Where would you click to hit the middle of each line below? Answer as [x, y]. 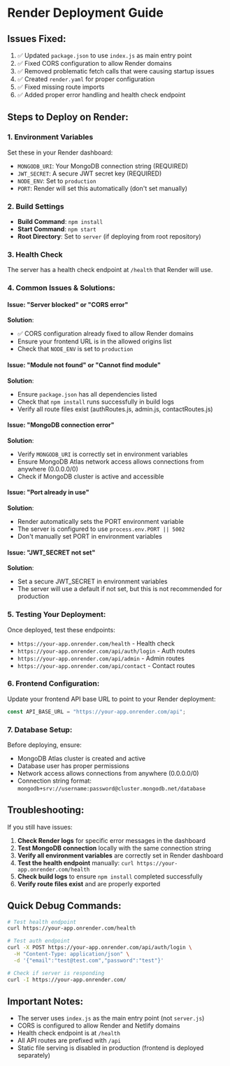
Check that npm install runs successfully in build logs [96, 401]
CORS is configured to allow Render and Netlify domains [99, 1025]
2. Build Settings [36, 206]
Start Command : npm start [57, 229]
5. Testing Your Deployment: [57, 615]
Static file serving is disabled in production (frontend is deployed [110, 1048]
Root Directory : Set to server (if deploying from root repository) [109, 236]
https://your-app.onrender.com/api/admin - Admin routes [101, 658]
